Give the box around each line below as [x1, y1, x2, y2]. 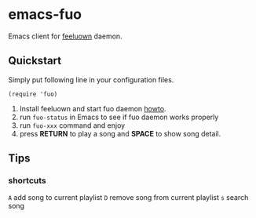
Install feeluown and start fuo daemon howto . [19, 104, 166, 113]
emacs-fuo [8, 5, 82, 24]
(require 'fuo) [8, 90, 58, 98]
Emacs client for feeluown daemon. [8, 31, 123, 41]
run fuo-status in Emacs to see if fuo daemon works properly [19, 112, 219, 122]
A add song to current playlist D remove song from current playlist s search [8, 193, 249, 202]
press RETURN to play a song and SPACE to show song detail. [19, 129, 221, 138]
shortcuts [8, 175, 47, 186]
